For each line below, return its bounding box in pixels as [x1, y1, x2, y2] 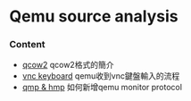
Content [9, 38, 46, 51]
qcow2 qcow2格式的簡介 [21, 60, 114, 71]
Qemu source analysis [9, 6, 179, 27]
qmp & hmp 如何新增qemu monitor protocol [21, 82, 183, 93]
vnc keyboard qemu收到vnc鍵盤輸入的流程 [21, 71, 180, 81]
